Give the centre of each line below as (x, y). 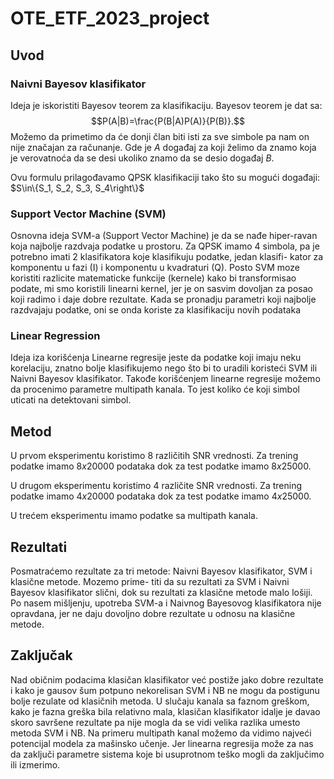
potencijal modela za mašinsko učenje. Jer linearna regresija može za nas (162, 743)
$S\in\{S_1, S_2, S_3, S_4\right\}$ (77, 188)
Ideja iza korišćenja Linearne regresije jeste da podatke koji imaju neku (156, 358)
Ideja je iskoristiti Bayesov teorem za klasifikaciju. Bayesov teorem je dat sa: (166, 105)
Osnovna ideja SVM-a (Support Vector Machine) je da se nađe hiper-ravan (164, 236)
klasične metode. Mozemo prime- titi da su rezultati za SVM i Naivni (150, 582)
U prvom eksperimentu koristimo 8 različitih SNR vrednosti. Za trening (154, 456)
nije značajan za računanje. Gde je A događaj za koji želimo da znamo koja (163, 147)
